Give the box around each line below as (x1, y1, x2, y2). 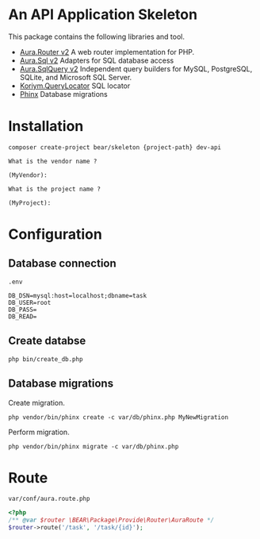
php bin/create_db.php (8, 355, 83, 363)
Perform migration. (8, 427, 70, 437)
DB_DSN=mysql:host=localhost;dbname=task (8, 291, 147, 299)
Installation (8, 117, 84, 136)
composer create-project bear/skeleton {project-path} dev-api (8, 143, 222, 152)
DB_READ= (8, 312, 37, 321)
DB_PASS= (8, 306, 37, 314)
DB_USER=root (8, 298, 52, 306)
